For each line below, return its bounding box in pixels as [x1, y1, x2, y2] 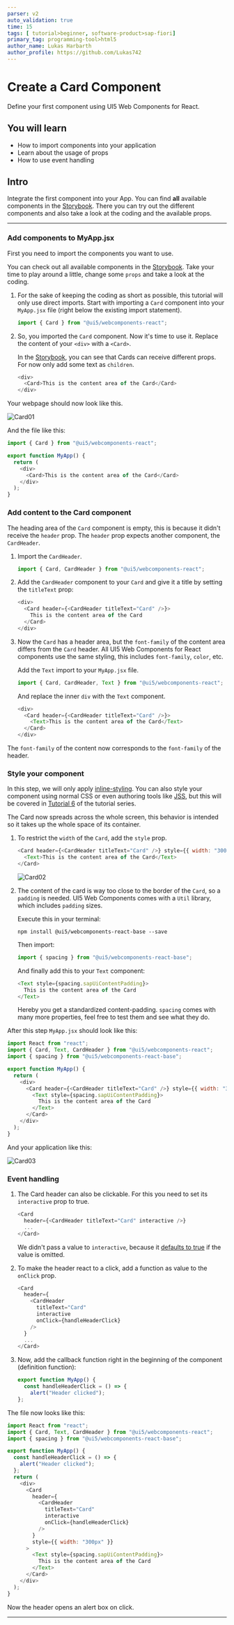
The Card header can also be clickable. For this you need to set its [17, 1190, 208, 1198]
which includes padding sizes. [17, 901, 103, 909]
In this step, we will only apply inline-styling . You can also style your [7, 785, 203, 793]
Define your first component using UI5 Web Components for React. [7, 102, 200, 110]
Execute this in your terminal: [17, 914, 101, 923]
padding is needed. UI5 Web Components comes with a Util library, [17, 893, 212, 902]
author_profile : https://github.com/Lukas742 [7, 50, 141, 56]
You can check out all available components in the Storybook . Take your [7, 262, 214, 271]
